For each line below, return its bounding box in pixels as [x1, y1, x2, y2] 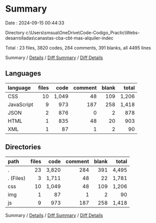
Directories [5, 143, 41, 152]
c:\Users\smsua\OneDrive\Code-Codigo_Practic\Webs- [25, 29, 140, 35]
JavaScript [8, 101, 34, 108]
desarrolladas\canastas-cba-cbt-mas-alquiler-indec [5, 35, 114, 41]
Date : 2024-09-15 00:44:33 [5, 20, 65, 26]
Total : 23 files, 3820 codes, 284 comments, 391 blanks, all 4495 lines [5, 44, 151, 51]
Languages [5, 69, 41, 78]
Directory [5, 29, 25, 35]
